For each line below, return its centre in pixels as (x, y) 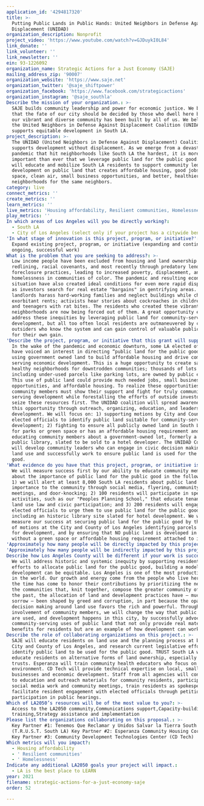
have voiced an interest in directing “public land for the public (99, 352)
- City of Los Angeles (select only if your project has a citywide (100, 233)
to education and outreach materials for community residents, (93, 681)
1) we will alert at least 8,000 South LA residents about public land (104, 482)
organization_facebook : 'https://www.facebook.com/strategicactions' (96, 91)
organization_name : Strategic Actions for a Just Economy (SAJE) (90, 69)
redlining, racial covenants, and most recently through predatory (99, 267)
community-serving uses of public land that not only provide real (99, 624)
